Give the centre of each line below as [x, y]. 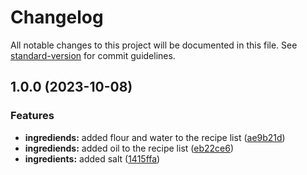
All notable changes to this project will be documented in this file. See [154, 45]
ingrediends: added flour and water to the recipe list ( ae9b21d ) [155, 137]
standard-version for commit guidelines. [93, 55]
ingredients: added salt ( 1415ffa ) [92, 158]
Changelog [57, 17]
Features [32, 116]
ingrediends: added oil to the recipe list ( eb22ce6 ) [129, 148]
